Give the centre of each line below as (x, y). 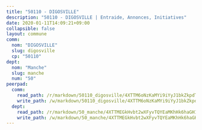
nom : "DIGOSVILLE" (35, 46)
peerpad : (17, 84)
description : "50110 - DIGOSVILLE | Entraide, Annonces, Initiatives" (96, 17)
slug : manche (28, 73)
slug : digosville (33, 51)
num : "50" (24, 78)
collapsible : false (31, 28)
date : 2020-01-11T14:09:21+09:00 (48, 23)
